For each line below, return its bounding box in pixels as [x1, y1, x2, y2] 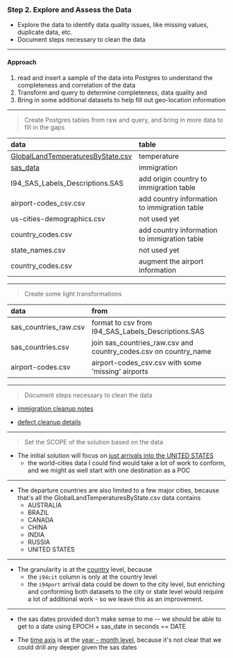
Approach [7, 58, 37, 66]
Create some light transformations [24, 289, 123, 298]
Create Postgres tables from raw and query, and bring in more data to [24, 115, 223, 124]
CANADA [27, 515, 54, 524]
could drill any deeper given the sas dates [17, 643, 137, 651]
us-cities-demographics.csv [10, 214, 105, 223]
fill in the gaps [24, 123, 65, 131]
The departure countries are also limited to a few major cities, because [17, 486, 220, 495]
